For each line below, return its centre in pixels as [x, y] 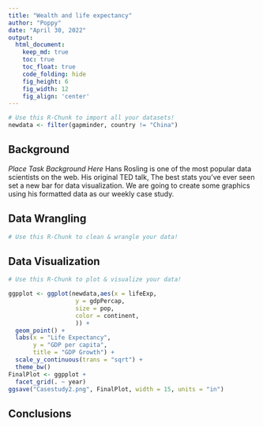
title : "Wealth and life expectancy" [70, 15]
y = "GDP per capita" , [70, 345]
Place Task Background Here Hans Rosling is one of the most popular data [130, 168]
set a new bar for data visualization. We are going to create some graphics [129, 185]
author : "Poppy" [35, 23]
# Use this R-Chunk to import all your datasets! [92, 118]
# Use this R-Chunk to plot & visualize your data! [95, 280]
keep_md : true [45, 52]
